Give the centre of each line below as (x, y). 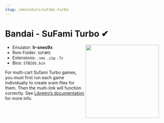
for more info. (19, 98)
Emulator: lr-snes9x (32, 47)
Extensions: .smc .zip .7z (38, 58)
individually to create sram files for (40, 82)
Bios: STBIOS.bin (29, 63)
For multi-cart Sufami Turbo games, (41, 72)
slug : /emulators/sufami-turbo (37, 10)
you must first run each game (35, 77)
